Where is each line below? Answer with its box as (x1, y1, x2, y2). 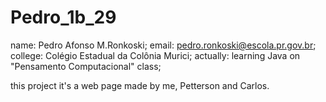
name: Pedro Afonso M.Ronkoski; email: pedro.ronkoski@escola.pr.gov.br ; (10, 39, 317, 51)
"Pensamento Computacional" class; (10, 60, 162, 72)
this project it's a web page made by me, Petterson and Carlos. (10, 79, 270, 91)
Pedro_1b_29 (10, 6, 117, 29)
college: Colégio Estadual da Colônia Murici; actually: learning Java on (10, 49, 301, 61)
